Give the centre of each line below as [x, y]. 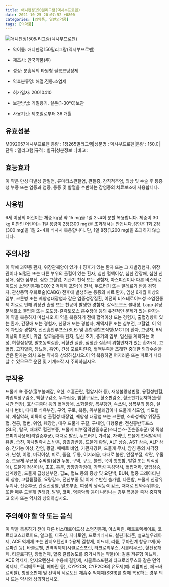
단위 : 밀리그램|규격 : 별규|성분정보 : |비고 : [47, 150]
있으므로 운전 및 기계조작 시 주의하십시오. [56, 361]
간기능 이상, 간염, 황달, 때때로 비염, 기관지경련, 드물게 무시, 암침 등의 [79, 448]
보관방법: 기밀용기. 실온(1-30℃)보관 [48, 103]
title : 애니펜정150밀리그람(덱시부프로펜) [43, 10]
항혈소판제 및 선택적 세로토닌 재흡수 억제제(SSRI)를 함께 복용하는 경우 [90, 573]
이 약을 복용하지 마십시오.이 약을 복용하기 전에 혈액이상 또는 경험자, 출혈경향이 [82, 317]
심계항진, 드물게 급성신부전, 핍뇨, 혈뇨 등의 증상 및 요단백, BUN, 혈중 [72, 473]
